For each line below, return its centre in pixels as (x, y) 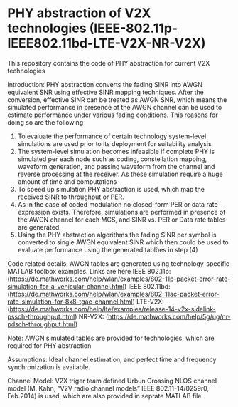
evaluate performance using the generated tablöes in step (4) (108, 249)
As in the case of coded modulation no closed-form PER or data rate (118, 204)
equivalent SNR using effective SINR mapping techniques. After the (106, 92)
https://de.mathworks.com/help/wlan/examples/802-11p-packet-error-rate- (120, 279)
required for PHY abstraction (49, 345)
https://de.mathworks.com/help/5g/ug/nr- (169, 316)
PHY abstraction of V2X (79, 13)
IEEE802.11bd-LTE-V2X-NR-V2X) (107, 43)
